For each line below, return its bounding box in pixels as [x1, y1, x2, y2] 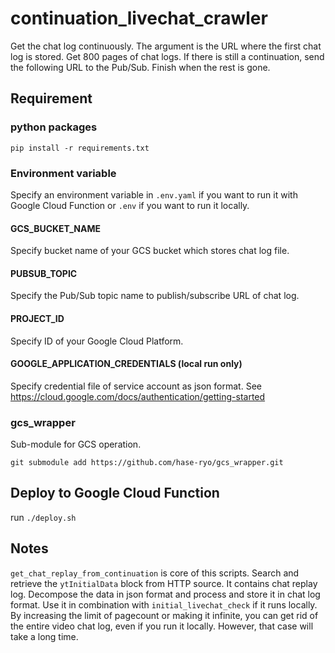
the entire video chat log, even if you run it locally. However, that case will [10, 620, 314, 632]
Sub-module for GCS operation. [10, 438, 142, 451]
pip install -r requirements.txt [10, 143, 150, 153]
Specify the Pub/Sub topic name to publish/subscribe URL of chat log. [10, 290, 300, 302]
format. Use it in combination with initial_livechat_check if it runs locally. [10, 598, 318, 611]
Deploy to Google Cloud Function [10, 485, 220, 502]
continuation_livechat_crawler [10, 7, 268, 30]
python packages [10, 120, 98, 134]
